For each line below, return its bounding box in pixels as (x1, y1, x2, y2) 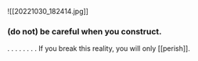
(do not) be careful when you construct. (7, 26, 162, 37)
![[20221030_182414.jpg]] (7, 7, 89, 16)
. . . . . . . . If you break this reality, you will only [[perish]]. (7, 44, 191, 53)
